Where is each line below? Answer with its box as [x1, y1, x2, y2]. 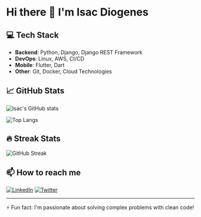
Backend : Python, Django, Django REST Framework [14, 49, 142, 56]
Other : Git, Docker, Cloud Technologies [14, 68, 112, 75]
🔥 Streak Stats [6, 134, 61, 144]
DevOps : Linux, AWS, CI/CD [14, 55, 85, 62]
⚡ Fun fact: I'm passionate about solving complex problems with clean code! [6, 204, 194, 211]
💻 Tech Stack [6, 30, 59, 40]
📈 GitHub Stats [6, 86, 65, 96]
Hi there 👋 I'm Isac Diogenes [6, 5, 149, 19]
